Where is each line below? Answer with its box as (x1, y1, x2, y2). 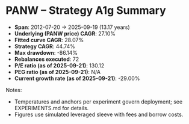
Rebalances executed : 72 (14, 55, 79, 63)
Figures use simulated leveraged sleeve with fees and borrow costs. (14, 111, 184, 118)
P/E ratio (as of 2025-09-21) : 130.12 (14, 61, 105, 69)
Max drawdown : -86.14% (14, 49, 78, 56)
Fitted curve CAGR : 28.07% (14, 36, 84, 43)
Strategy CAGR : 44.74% (14, 43, 76, 50)
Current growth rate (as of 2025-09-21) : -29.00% (14, 75, 140, 82)
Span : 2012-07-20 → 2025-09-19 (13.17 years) (14, 23, 130, 31)
